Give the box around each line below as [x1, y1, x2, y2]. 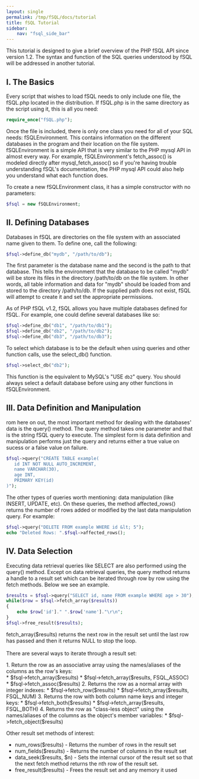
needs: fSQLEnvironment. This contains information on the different [6, 134, 171, 141]
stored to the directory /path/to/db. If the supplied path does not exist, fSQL [6, 287, 191, 294]
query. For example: [6, 512, 55, 520]
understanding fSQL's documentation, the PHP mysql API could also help [6, 165, 185, 172]
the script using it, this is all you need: [6, 105, 99, 112]
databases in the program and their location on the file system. [6, 140, 159, 147]
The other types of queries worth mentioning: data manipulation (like [6, 494, 174, 501]
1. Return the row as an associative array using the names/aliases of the [6, 661, 181, 668]
